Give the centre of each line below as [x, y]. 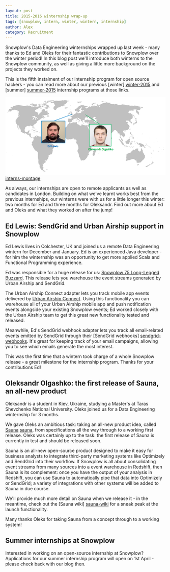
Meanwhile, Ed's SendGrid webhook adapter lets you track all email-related [84, 330]
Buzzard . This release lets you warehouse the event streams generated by [83, 278]
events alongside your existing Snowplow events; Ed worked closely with [82, 309]
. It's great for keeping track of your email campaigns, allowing [93, 341]
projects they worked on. [31, 69]
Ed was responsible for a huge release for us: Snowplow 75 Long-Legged [82, 273]
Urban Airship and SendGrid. [36, 283]
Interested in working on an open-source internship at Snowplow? [75, 553]
